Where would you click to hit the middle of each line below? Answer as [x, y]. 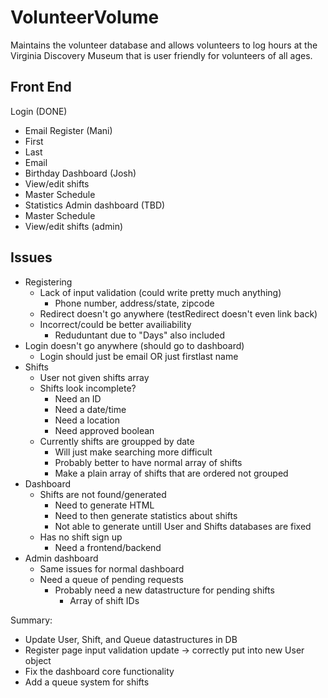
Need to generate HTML [104, 505]
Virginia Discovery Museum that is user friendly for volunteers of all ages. [161, 55]
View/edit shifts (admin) [74, 226]
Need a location [87, 420]
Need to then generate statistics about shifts [146, 515]
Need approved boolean [104, 430]
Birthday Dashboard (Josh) [80, 173]
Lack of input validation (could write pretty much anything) [160, 292]
